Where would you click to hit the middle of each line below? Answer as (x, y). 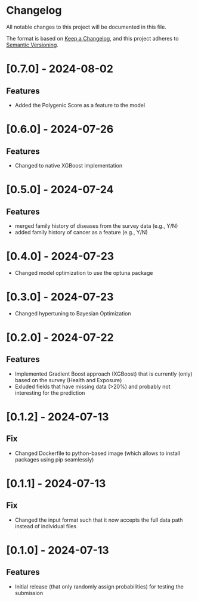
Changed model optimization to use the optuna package (84, 272)
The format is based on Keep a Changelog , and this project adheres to (92, 38)
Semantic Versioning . (32, 45)
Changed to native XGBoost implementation (69, 165)
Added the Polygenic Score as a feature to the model (80, 105)
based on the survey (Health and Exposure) (68, 380)
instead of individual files (45, 526)
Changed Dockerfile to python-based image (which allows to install (98, 453)
